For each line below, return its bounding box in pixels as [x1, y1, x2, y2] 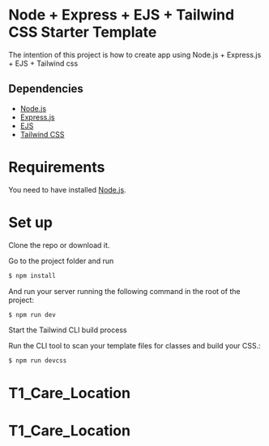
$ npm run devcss [8, 357, 67, 365]
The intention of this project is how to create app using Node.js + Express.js [8, 50, 262, 59]
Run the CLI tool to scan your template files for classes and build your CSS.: [8, 341, 261, 351]
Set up [8, 213, 53, 232]
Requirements [8, 158, 105, 176]
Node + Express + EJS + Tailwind [8, 6, 235, 24]
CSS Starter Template [8, 23, 157, 41]
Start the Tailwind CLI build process [8, 325, 127, 335]
